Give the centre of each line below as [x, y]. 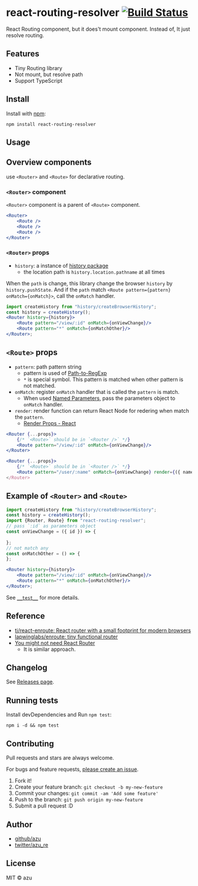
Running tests [32, 700]
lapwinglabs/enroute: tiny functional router [66, 636]
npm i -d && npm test [33, 726]
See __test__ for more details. [43, 597]
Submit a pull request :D [44, 806]
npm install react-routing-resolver [51, 124]
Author [19, 824]
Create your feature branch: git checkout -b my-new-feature [89, 787]
